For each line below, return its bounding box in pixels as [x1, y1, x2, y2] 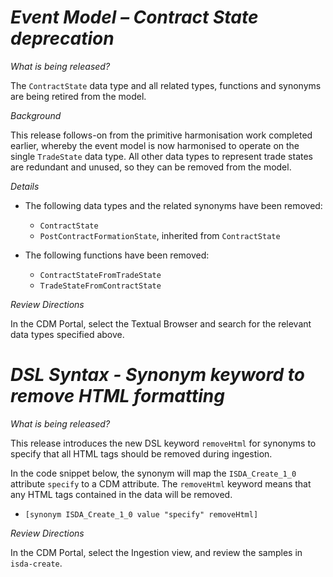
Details [10, 180, 40, 192]
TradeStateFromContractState [39, 281, 162, 291]
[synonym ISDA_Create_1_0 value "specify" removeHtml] [24, 509, 259, 520]
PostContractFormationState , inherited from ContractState [39, 229, 281, 241]
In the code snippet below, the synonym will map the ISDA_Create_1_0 [10, 467, 297, 479]
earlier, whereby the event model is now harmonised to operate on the [10, 139, 300, 151]
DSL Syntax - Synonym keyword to [10, 364, 305, 386]
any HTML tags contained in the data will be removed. [10, 488, 233, 500]
